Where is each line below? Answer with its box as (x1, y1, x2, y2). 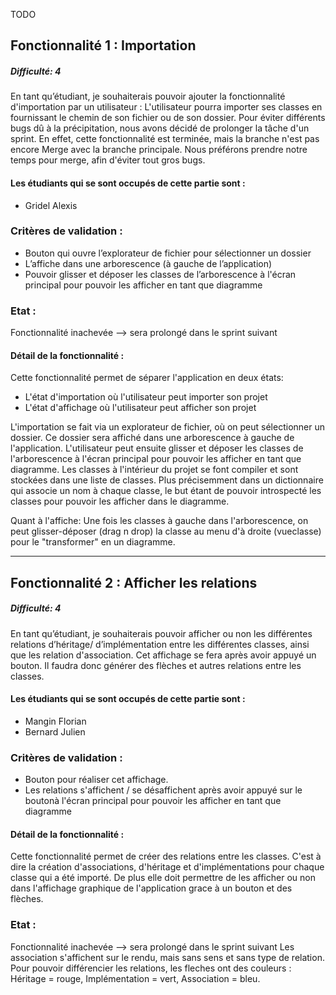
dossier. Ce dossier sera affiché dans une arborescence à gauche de (10, 432, 295, 444)
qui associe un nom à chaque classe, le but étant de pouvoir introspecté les (10, 485, 322, 497)
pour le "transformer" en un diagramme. (10, 536, 176, 548)
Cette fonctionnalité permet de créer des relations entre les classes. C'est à (10, 850, 322, 863)
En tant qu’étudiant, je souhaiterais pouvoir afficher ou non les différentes (10, 627, 313, 639)
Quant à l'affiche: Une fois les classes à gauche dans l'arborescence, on (10, 515, 309, 527)
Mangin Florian (24, 715, 87, 727)
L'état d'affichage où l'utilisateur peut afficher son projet (24, 402, 257, 414)
